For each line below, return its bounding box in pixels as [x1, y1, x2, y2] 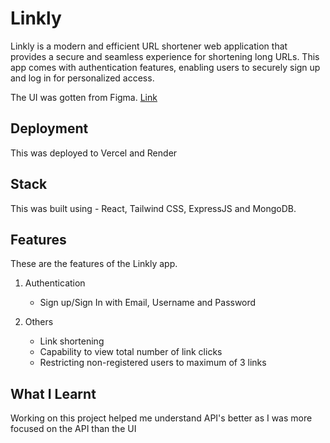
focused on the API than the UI [10, 423, 137, 435]
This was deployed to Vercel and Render [10, 147, 178, 159]
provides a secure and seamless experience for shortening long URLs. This [10, 50, 320, 62]
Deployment [10, 120, 89, 137]
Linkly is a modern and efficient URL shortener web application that [10, 40, 288, 52]
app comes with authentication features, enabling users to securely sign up [10, 61, 321, 73]
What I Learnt [10, 385, 97, 402]
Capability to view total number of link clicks [39, 346, 223, 358]
